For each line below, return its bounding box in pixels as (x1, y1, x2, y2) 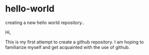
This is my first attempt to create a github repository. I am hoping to (5, 38, 144, 45)
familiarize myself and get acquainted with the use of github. (5, 44, 130, 50)
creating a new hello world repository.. (5, 19, 84, 25)
